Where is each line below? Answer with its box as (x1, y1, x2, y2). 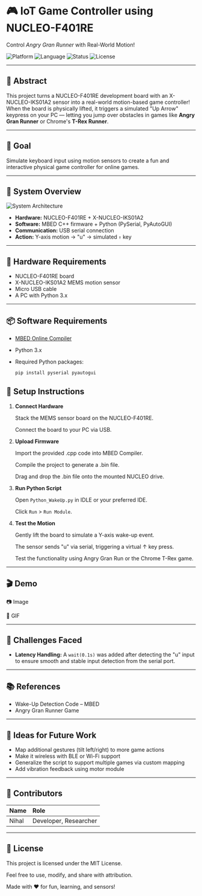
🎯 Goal (6, 141, 31, 151)
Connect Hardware (14, 402, 64, 410)
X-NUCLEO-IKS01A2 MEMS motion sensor (14, 279, 121, 286)
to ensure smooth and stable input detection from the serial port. (14, 658, 176, 665)
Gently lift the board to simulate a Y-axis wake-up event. (14, 531, 155, 539)
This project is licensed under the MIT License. (6, 859, 123, 866)
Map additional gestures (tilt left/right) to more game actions (14, 746, 165, 753)
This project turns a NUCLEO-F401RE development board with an (6, 92, 168, 99)
